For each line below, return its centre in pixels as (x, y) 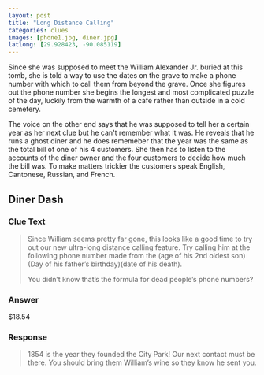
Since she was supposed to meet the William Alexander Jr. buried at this (125, 67)
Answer (24, 299)
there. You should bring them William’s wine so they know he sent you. (142, 362)
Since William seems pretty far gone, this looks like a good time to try (140, 239)
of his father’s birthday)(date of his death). (113, 264)
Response (28, 337)
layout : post (30, 15)
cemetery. (24, 109)
